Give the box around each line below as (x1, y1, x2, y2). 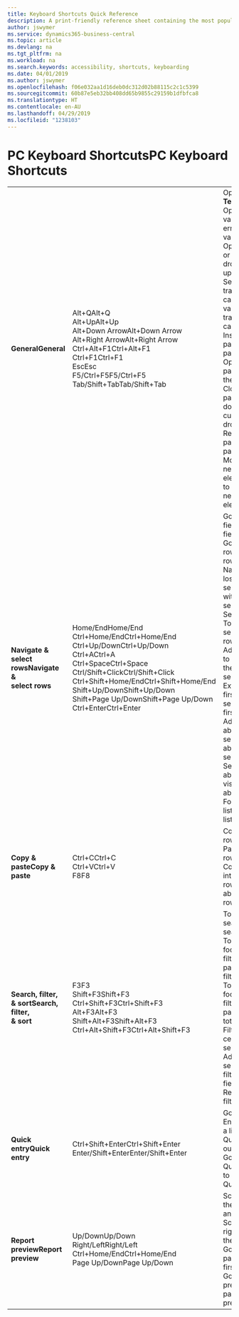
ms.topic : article (7, 37, 62, 44)
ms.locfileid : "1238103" (7, 116, 81, 123)
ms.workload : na (7, 57, 55, 64)
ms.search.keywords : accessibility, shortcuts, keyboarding (7, 63, 190, 71)
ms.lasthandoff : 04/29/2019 (7, 110, 91, 117)
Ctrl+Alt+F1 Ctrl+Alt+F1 (72, 343, 151, 353)
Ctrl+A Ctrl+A (72, 649, 116, 659)
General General (11, 343, 65, 353)
